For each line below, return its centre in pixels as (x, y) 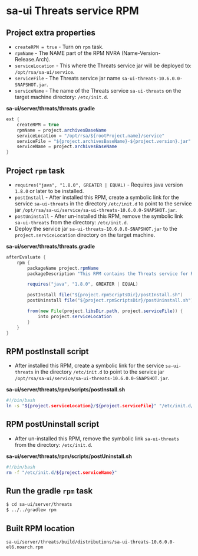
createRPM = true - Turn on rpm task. (59, 47)
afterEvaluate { (26, 257)
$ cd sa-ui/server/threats (39, 505)
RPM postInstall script (48, 351)
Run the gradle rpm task (49, 491)
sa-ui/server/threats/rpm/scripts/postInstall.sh (66, 390)
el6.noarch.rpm (25, 547)
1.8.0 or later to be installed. (49, 191)
